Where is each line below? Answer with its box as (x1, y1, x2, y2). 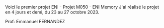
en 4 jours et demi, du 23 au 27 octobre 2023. (5, 9, 99, 15)
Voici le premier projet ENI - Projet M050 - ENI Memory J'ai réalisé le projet (5, 4, 159, 10)
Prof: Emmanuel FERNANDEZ (5, 19, 66, 24)
